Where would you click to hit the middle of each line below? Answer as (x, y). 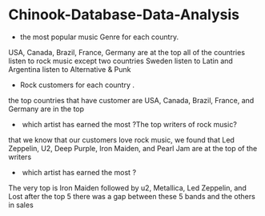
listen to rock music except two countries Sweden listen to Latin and (121, 61)
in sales (21, 205)
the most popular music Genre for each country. (99, 37)
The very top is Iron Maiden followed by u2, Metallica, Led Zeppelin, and (127, 188)
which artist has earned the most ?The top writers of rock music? (130, 124)
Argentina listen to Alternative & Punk (70, 69)
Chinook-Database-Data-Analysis (124, 15)
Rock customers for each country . (77, 85)
